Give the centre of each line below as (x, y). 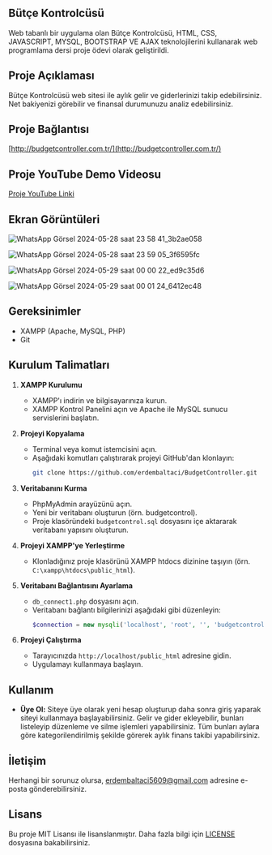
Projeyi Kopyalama (52, 433)
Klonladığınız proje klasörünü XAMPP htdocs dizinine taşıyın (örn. (141, 561)
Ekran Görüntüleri (54, 219)
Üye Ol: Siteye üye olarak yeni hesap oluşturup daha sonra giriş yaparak (140, 710)
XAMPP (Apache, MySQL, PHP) (72, 331)
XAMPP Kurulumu (51, 385)
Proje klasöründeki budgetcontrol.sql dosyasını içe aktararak (134, 521)
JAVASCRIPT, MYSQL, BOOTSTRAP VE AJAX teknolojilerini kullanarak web (133, 41)
